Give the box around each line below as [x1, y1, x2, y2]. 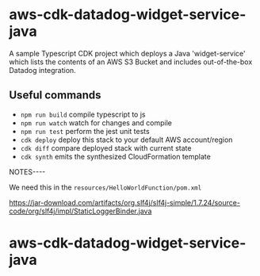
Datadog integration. [9, 65, 76, 75]
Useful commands [9, 89, 101, 102]
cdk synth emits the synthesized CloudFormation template [20, 151, 211, 161]
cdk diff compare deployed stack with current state [20, 143, 192, 152]
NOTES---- [9, 167, 46, 176]
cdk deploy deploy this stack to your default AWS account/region [20, 135, 233, 144]
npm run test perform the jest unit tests [20, 126, 150, 136]
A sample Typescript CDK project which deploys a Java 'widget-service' [9, 48, 246, 58]
